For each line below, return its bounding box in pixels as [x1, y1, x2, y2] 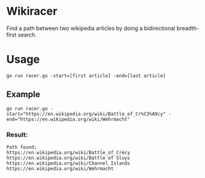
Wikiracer [6, 4, 58, 18]
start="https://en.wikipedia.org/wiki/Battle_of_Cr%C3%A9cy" [6, 111, 166, 117]
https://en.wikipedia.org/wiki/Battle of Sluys [6, 155, 131, 161]
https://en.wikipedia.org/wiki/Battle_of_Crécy [6, 149, 131, 155]
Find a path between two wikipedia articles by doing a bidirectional [6, 24, 176, 32]
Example [6, 89, 41, 100]
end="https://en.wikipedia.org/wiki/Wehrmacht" [6, 116, 131, 122]
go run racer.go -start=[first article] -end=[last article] [6, 72, 166, 79]
